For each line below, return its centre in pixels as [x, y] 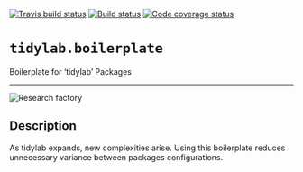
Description [43, 126]
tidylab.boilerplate [87, 49]
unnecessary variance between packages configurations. [116, 157]
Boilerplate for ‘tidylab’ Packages [71, 71]
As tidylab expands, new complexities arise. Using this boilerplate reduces [147, 148]
